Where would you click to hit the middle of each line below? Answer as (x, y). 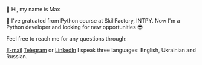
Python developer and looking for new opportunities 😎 (75, 27)
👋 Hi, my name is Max (33, 9)
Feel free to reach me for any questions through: (67, 38)
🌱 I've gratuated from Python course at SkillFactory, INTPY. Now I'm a (93, 21)
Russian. (17, 56)
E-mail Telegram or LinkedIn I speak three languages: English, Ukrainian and (101, 50)
